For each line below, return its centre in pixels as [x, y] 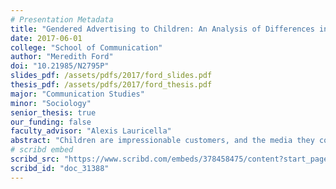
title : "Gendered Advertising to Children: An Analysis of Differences [162, 29]
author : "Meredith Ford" [62, 57]
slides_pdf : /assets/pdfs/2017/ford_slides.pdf [111, 76]
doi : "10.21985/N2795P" [60, 66]
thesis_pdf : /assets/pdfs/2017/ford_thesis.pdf [111, 85]
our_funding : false [51, 122]
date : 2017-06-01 [46, 38]
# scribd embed [42, 150]
